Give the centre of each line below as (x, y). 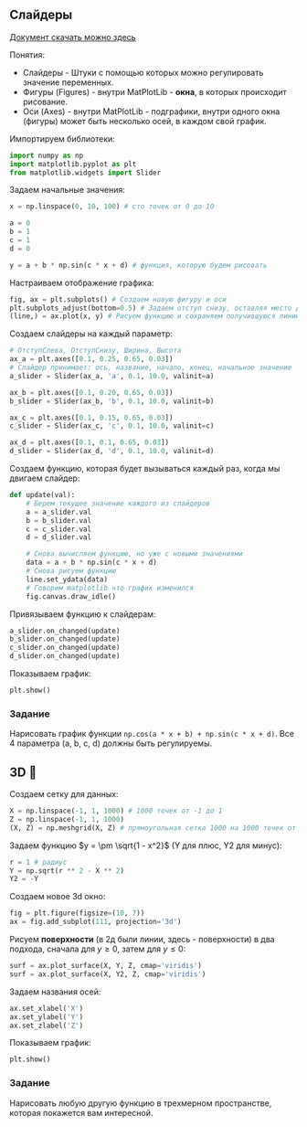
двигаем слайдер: (45, 478)
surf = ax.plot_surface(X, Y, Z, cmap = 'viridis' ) (106, 966)
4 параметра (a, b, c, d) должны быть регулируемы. (111, 743)
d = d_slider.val (59, 537)
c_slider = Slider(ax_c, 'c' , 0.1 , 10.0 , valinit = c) (112, 426)
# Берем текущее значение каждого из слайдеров (118, 503)
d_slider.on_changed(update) (65, 656)
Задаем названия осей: (55, 992)
